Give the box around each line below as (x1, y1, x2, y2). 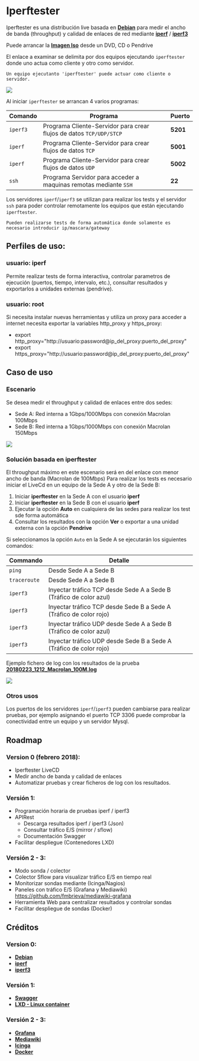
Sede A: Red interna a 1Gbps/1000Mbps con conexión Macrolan (14, 410, 171, 417)
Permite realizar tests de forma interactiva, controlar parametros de (6, 272, 171, 280)
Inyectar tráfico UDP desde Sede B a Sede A (48, 637, 172, 645)
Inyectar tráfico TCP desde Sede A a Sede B (48, 585, 171, 593)
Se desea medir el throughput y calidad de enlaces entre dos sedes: (6, 399, 173, 406)
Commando (9, 556, 43, 564)
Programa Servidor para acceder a (43, 173, 139, 181)
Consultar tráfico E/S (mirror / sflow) (23, 826, 113, 833)
